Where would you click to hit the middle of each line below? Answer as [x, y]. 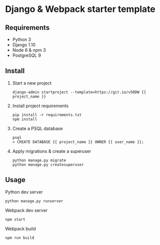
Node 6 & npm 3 [29, 50]
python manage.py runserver [34, 201]
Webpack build [21, 229]
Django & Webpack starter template [80, 9]
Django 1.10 [24, 45]
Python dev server [24, 192]
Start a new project [32, 83]
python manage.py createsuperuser [48, 165]
